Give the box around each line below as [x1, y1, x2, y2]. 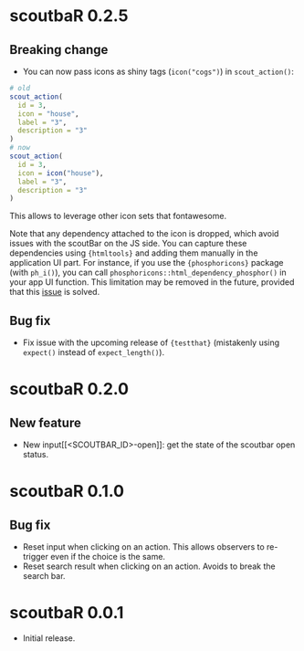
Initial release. [22, 633, 76, 644]
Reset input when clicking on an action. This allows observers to [22, 541, 265, 552]
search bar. [22, 571, 66, 582]
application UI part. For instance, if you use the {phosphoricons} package [9, 257, 285, 268]
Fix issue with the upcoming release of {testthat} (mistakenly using [22, 337, 280, 348]
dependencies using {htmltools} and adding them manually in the [9, 247, 258, 258]
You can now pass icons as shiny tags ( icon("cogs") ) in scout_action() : [22, 66, 295, 77]
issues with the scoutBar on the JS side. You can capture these [9, 238, 247, 249]
